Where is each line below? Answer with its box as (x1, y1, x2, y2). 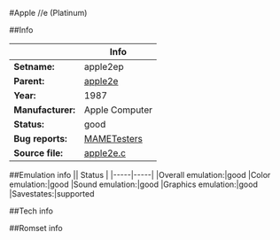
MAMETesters (83, 133, 144, 144)
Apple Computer (83, 104, 153, 116)
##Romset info (9, 223, 64, 233)
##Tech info (9, 205, 53, 216)
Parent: (13, 75, 45, 87)
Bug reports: (13, 133, 68, 144)
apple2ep (83, 61, 124, 73)
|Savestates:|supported (9, 189, 95, 198)
